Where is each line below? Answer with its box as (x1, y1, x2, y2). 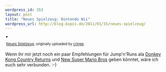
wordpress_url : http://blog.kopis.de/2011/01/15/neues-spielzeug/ (5, 21, 146, 26)
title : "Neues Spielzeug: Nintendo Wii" (5, 16, 91, 21)
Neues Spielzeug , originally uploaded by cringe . (6, 41, 85, 46)
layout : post (5, 12, 32, 17)
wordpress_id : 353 (5, 7, 43, 12)
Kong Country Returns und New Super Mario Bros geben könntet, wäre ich (5, 56, 159, 62)
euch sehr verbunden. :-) (5, 62, 57, 68)
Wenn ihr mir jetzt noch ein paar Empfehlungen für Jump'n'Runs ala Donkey (5, 51, 161, 57)
